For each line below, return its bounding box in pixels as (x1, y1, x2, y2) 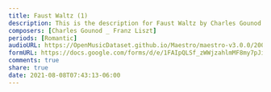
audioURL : (8, 42, 42, 50)
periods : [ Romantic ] (8, 34, 78, 42)
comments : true (8, 57, 60, 65)
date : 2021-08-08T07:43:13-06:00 (8, 71, 121, 79)
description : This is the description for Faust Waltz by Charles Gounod (8, 19, 262, 27)
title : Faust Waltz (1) (8, 11, 89, 20)
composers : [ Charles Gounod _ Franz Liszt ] (8, 26, 157, 34)
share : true (8, 64, 48, 72)
